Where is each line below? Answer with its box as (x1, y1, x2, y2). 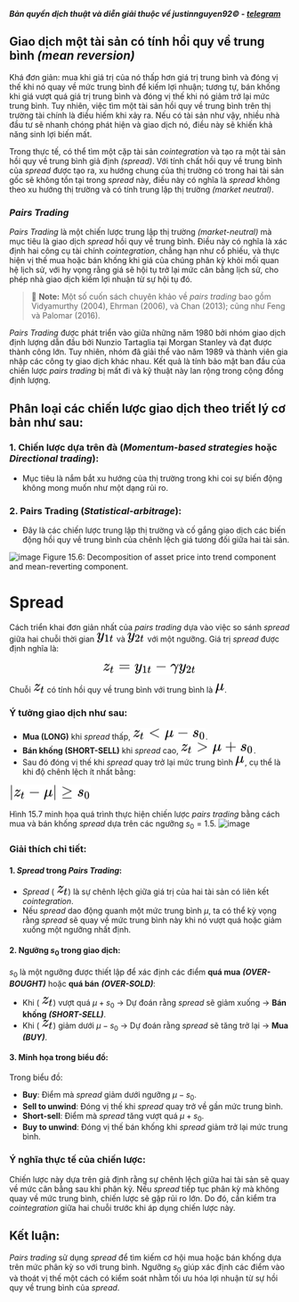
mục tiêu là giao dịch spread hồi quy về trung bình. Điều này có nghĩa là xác (9, 236, 287, 247)
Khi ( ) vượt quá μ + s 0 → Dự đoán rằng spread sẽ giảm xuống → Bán (21, 998, 287, 1010)
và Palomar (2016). (30, 311, 101, 321)
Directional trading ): (9, 452, 100, 465)
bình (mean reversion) (9, 48, 135, 63)
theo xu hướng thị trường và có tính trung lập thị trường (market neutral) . (9, 184, 274, 195)
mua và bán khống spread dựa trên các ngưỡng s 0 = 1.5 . (9, 818, 217, 832)
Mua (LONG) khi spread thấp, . (21, 732, 208, 742)
